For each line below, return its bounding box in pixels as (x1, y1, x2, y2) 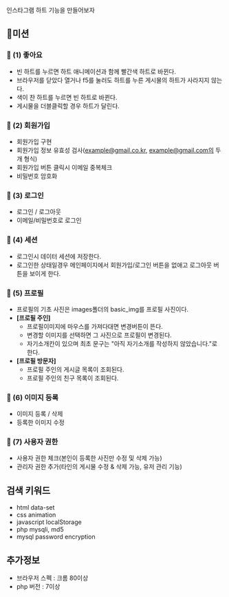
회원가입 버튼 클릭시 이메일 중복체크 (16, 163, 113, 171)
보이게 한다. (29, 269, 61, 277)
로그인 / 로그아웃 (16, 208, 61, 216)
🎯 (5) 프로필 (6, 288, 44, 298)
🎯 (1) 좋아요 (6, 50, 43, 60)
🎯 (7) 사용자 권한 (6, 437, 58, 447)
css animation (16, 511, 56, 519)
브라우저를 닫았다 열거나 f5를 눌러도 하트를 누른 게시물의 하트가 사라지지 (16, 76, 210, 84)
